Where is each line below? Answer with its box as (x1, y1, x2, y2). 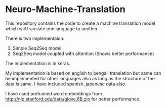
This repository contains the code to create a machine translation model (5, 20, 155, 26)
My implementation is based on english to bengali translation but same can (5, 70, 161, 76)
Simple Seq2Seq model (12, 45, 62, 51)
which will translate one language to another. (5, 25, 99, 31)
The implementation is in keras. (5, 60, 71, 66)
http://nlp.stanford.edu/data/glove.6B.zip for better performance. (5, 96, 141, 102)
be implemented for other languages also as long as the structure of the (5, 75, 155, 81)
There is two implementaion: (5, 35, 65, 41)
